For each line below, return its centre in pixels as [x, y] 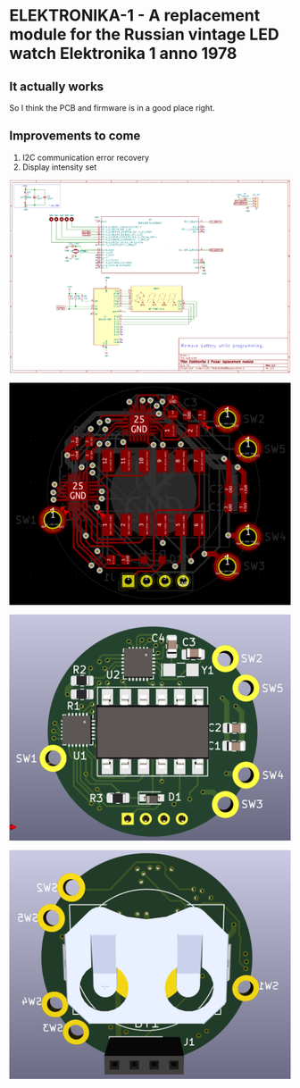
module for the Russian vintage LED [144, 34]
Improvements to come [75, 136]
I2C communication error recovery [86, 157]
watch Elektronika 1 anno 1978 [123, 54]
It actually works [57, 86]
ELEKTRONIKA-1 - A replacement [135, 16]
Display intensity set [59, 167]
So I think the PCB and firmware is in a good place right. [112, 108]
